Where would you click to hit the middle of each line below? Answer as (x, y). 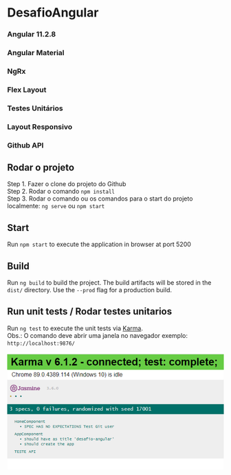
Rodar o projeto (41, 168)
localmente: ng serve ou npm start (56, 206)
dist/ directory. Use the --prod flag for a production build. (89, 290)
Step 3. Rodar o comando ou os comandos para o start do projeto (100, 199)
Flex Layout (27, 90)
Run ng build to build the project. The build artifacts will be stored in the (109, 283)
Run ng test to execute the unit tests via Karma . (75, 328)
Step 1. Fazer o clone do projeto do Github (67, 184)
